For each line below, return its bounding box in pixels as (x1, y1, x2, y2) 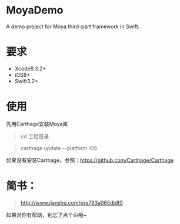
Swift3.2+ (14, 77, 39, 84)
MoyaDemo (6, 4, 64, 17)
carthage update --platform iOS (20, 144, 98, 151)
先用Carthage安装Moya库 (6, 120, 68, 127)
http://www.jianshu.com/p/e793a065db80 (20, 199, 124, 206)
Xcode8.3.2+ (14, 65, 46, 72)
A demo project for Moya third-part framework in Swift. (6, 23, 140, 30)
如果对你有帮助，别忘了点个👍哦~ (6, 211, 87, 218)
